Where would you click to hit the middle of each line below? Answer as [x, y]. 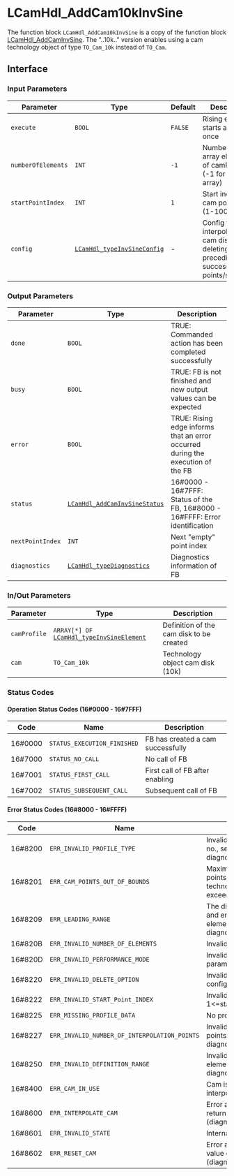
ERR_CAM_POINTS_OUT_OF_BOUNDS [100, 882]
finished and [191, 381]
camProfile [29, 634]
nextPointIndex [36, 541]
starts [212, 127]
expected [186, 406]
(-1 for [214, 174]
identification [192, 525]
